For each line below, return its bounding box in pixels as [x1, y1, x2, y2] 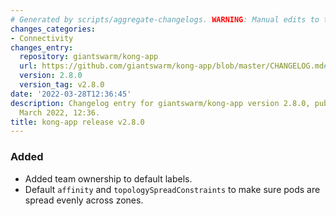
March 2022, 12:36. [19, 107, 101, 118]
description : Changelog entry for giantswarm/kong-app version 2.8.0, [10, 98, 311, 108]
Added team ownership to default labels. [24, 172, 193, 185]
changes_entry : [10, 42, 74, 53]
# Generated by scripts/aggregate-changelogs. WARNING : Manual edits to [10, 14, 320, 25]
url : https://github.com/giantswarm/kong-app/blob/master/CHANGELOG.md [19, 61, 325, 71]
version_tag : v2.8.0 [19, 80, 105, 90]
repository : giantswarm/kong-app [19, 52, 159, 62]
